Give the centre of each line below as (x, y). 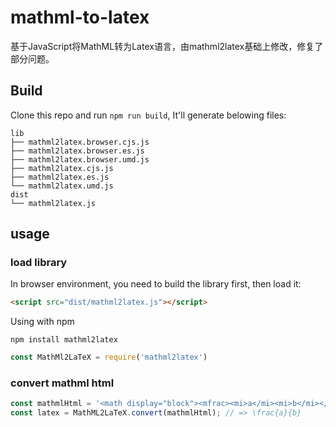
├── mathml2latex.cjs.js (62, 168)
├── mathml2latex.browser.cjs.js (80, 142)
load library (39, 263)
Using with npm (42, 322)
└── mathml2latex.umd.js (62, 186)
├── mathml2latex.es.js (60, 177)
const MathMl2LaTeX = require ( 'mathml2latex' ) (109, 357)
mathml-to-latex (80, 17)
